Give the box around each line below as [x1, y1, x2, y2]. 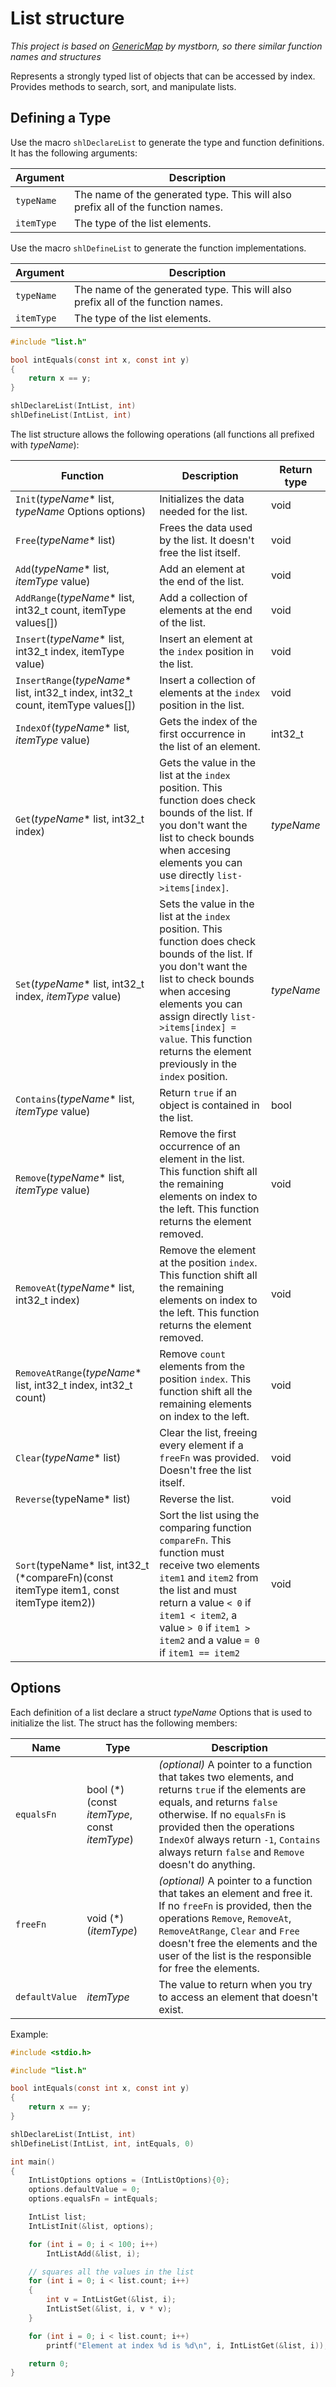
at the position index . [159, 1255, 258, 1269]
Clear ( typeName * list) [15, 1450, 122, 1464]
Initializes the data [159, 492, 245, 506]
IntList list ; [28, 2212, 87, 2222]
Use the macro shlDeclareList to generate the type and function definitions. [10, 136, 325, 148]
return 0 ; [28, 2358, 70, 2369]
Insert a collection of [159, 673, 256, 687]
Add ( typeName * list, [15, 562, 110, 576]
